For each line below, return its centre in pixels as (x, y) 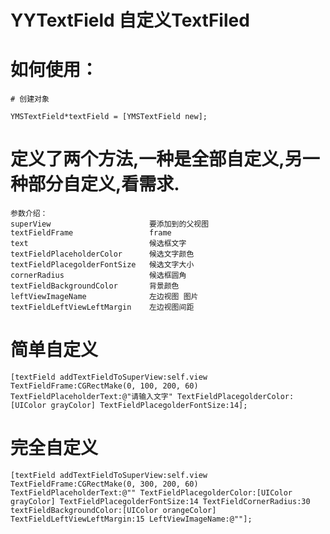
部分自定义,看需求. (104, 184)
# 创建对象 (30, 99)
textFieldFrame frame (91, 233)
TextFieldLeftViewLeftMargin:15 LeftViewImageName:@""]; (131, 519)
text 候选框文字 (98, 244)
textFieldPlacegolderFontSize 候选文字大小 (102, 265)
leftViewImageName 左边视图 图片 (104, 297)
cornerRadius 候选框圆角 (98, 276)
